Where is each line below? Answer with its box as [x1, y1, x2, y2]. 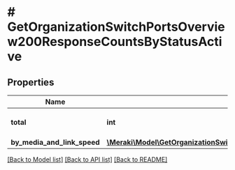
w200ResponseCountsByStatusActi [7, 34, 222, 49]
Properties [7, 76, 55, 88]
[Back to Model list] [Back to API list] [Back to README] [7, 155, 168, 164]
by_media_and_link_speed [10, 137, 100, 147]
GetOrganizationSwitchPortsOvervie [7, 19, 225, 35]
